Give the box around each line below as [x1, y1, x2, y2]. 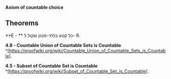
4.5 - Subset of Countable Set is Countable [5, 63, 98, 69]
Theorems [5, 19, 39, 27]
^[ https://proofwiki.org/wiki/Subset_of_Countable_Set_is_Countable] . [5, 68, 149, 74]
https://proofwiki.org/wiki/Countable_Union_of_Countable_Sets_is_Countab [9, 48, 166, 54]
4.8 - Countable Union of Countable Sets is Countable [5, 42, 121, 48]
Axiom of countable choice [5, 5, 64, 10]
